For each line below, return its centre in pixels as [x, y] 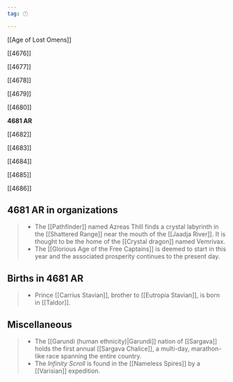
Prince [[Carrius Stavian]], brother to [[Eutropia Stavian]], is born [127, 295]
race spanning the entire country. [94, 356]
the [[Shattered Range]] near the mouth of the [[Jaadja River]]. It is [130, 234]
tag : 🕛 [18, 14]
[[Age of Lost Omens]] [39, 40]
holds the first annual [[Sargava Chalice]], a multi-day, [112, 349]
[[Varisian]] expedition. [67, 371]
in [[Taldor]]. [53, 303]
